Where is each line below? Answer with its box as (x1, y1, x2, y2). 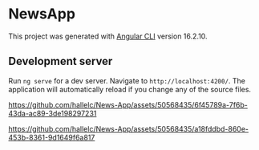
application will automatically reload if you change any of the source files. (8, 84, 251, 94)
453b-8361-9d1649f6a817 (8, 132, 95, 142)
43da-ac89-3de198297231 (8, 108, 97, 118)
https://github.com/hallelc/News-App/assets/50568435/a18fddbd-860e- (8, 124, 249, 133)
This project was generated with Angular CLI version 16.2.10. (8, 31, 208, 41)
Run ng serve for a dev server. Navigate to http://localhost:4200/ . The (8, 75, 246, 85)
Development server (8, 55, 113, 68)
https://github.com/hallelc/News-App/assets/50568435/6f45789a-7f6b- (8, 99, 249, 109)
